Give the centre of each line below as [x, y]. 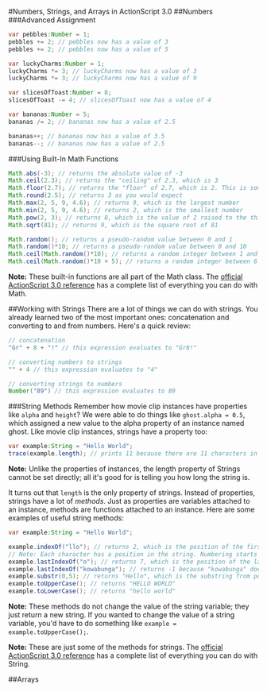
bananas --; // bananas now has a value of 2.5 [87, 143]
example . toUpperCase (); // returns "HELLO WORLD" [92, 584]
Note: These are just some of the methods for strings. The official [116, 647]
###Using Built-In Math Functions [64, 159]
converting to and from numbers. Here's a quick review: [100, 326]
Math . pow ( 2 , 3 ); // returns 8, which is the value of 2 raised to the [128, 218]
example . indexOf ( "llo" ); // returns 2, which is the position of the [126, 547]
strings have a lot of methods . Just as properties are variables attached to [129, 501]
